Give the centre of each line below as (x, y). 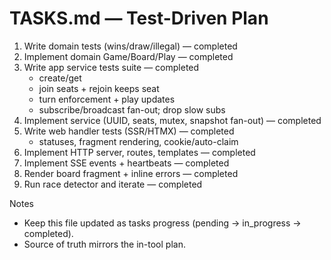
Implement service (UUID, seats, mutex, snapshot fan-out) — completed (172, 120)
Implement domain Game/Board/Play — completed (128, 56)
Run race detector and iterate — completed (113, 184)
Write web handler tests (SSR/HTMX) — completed (129, 131)
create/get (60, 78)
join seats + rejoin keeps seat (99, 88)
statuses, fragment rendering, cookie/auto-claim (138, 141)
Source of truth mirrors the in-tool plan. (104, 244)
